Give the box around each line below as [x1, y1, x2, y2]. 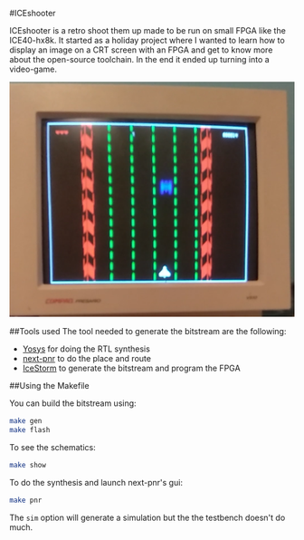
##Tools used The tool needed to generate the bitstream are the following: [9, 325, 287, 336]
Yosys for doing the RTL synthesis [22, 343, 151, 354]
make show [9, 461, 47, 470]
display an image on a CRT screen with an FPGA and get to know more [9, 44, 273, 55]
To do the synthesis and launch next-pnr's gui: [9, 477, 184, 488]
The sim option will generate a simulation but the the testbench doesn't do [9, 512, 286, 524]
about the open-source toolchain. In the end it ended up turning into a [9, 54, 270, 64]
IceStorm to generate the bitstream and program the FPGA [22, 362, 242, 373]
